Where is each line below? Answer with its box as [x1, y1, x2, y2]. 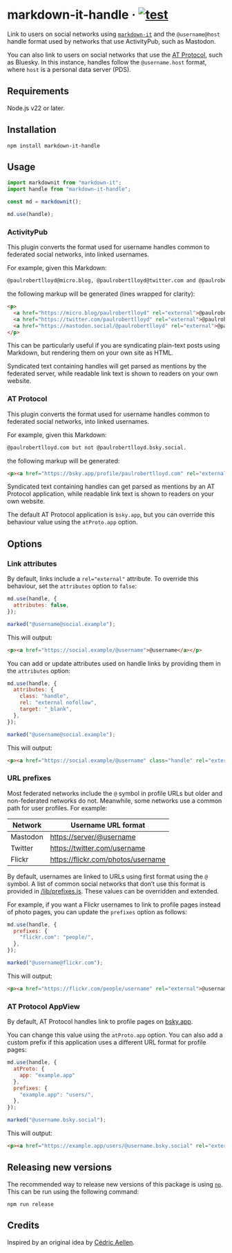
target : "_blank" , [19, 706, 72, 713]
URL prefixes [7, 773, 52, 783]
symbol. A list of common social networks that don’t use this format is [7, 880, 206, 888]
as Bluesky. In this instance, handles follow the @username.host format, [7, 57, 207, 66]
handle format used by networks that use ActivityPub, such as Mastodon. [7, 37, 216, 45]
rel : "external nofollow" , [19, 700, 97, 707]
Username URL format [70, 820, 146, 830]
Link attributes [7, 558, 57, 568]
